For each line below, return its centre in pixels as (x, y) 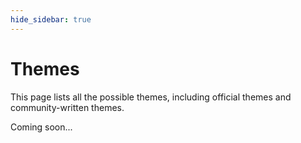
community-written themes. (67, 107)
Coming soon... (41, 127)
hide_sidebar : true (51, 19)
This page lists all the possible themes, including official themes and (151, 97)
